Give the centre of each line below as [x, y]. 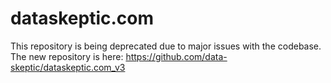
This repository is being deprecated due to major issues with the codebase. [166, 46]
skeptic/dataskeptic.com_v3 [68, 67]
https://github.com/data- [176, 56]
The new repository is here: [67, 56]
